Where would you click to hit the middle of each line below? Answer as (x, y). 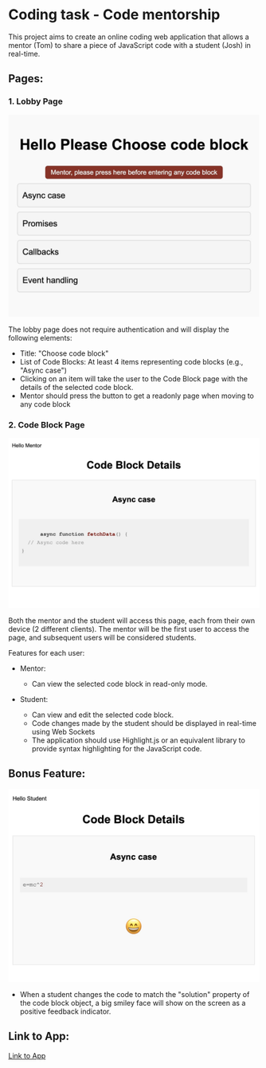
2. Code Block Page (47, 425)
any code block (45, 404)
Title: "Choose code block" (64, 353)
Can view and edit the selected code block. (103, 715)
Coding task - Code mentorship (114, 15)
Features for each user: (47, 653)
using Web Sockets (63, 732)
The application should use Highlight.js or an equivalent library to (138, 740)
